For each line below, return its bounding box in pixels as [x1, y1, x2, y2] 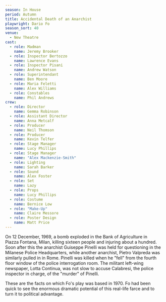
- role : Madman [9, 44, 41, 49]
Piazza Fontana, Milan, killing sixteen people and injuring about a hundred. [5, 239, 157, 245]
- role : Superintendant [9, 72, 58, 77]
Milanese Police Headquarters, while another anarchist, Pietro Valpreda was [5, 249, 160, 255]
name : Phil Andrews [14, 95, 55, 100]
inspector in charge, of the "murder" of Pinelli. [5, 271, 99, 277]
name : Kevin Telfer [14, 137, 55, 142]
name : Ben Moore [14, 77, 48, 82]
